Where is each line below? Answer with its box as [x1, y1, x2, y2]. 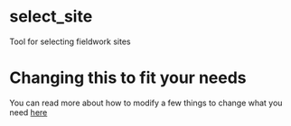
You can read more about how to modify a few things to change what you [9, 97, 283, 108]
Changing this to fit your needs [9, 67, 247, 88]
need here [9, 106, 48, 118]
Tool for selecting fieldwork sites [9, 36, 131, 47]
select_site [9, 6, 93, 27]
